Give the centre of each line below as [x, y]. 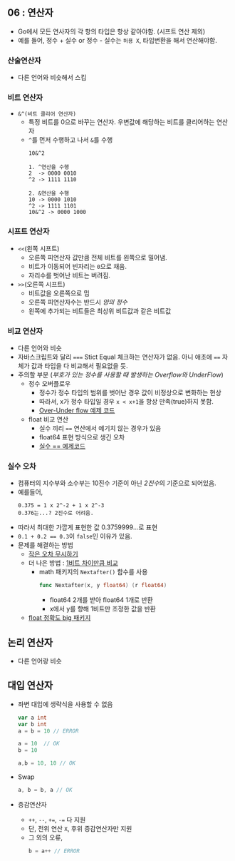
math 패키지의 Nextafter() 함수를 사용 [93, 572]
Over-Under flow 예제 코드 [77, 410]
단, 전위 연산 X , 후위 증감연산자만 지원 [80, 828]
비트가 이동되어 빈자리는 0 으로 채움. [77, 266]
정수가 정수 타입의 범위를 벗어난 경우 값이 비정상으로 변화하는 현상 [130, 392]
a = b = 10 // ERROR [48, 731]
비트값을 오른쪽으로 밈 [59, 293]
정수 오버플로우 [49, 383]
